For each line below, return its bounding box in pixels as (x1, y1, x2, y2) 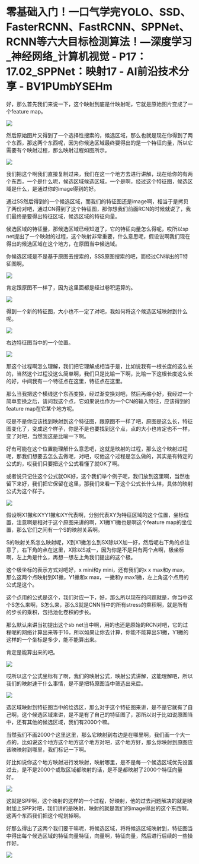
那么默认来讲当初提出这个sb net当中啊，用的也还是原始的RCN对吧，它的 (6, 621, 183, 628)
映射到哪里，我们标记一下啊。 (16, 746, 89, 753)
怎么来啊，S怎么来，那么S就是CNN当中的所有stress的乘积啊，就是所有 (14, 601, 188, 608)
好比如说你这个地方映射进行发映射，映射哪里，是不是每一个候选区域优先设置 (6, 758, 193, 765)
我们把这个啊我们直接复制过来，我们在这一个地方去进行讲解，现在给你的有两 (6, 170, 193, 177)
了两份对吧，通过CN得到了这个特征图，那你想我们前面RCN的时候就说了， (6, 205, 186, 212)
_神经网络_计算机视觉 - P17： (6, 50, 147, 64)
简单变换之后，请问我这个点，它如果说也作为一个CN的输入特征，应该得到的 (6, 398, 191, 405)
